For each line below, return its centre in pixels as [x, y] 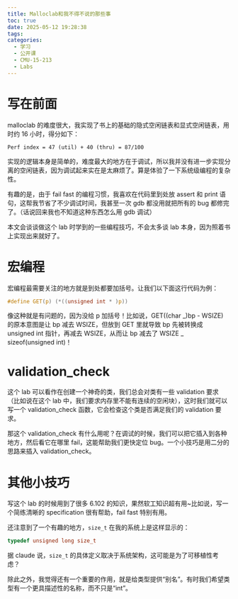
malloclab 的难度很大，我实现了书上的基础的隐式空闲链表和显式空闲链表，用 [119, 125]
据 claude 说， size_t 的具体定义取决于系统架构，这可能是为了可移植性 [110, 555]
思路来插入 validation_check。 [51, 452]
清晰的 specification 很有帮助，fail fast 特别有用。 [98, 513]
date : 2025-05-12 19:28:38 [47, 27]
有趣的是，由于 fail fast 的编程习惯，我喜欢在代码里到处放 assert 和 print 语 [117, 194]
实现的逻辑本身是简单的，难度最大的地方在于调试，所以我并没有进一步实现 [116, 161]
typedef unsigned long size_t [52, 541]
